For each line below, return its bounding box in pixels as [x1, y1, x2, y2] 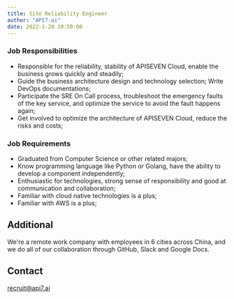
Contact [7, 266, 43, 277]
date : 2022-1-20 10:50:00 [7, 23, 82, 30]
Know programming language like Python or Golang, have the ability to [17, 162, 221, 170]
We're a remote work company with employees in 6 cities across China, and [7, 238, 226, 246]
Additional [7, 219, 54, 231]
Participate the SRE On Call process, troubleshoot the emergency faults [17, 91, 224, 100]
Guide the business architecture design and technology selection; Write [17, 77, 224, 85]
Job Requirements [7, 139, 71, 148]
